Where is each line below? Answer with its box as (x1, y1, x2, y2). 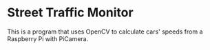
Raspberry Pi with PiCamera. (7, 34, 89, 42)
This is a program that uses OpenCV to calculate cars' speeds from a (7, 27, 203, 36)
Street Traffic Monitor (7, 5, 134, 21)
